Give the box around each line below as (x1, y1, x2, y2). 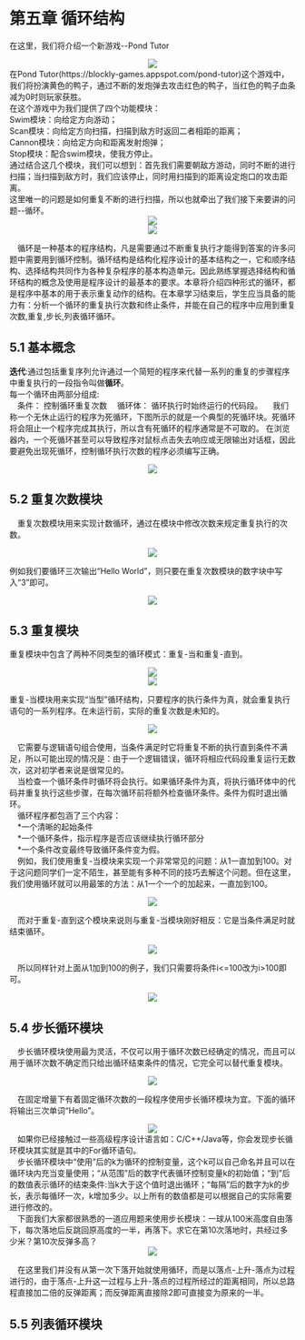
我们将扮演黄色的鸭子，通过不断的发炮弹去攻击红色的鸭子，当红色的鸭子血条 (9, 79, 296, 91)
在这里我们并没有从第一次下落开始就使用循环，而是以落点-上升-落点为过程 (17, 1264, 295, 1275)
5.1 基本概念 (9, 340, 75, 356)
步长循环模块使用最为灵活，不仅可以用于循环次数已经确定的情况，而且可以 (17, 1046, 296, 1057)
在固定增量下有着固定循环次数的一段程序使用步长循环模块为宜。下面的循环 (17, 1093, 296, 1105)
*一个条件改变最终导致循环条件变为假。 (17, 844, 165, 855)
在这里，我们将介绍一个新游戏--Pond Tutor (9, 40, 170, 51)
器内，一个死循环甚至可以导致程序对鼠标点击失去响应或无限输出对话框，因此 (9, 434, 296, 445)
